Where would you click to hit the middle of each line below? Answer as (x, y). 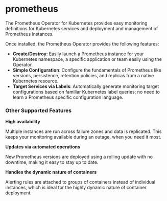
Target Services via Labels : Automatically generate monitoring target (86, 86)
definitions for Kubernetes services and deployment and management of (82, 28)
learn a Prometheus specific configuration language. (68, 97)
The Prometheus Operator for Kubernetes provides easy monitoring (76, 23)
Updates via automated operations (43, 147)
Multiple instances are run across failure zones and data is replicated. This (83, 131)
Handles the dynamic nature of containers (51, 172)
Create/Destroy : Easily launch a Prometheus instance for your (78, 54)
